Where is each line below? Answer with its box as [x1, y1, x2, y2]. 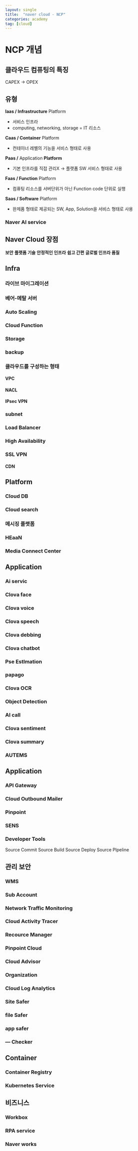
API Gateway [5, 782, 37, 789]
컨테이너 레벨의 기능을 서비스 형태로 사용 [12, 145, 91, 151]
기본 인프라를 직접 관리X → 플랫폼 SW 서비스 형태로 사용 [12, 166, 123, 172]
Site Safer [5, 998, 30, 1005]
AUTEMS [5, 752, 27, 759]
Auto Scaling [5, 308, 37, 315]
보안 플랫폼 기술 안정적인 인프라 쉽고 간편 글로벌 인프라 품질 [5, 249, 120, 255]
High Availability [5, 437, 46, 444]
